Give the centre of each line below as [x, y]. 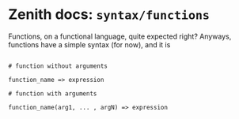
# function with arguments [53, 93]
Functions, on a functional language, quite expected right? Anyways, [120, 36]
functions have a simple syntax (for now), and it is [89, 44]
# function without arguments [58, 66]
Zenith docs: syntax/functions [109, 15]
